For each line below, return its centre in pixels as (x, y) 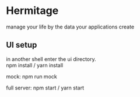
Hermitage (32, 11)
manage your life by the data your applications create (70, 27)
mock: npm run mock (32, 76)
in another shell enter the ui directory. (51, 59)
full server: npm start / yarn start (45, 88)
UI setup (22, 45)
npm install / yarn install (35, 65)
